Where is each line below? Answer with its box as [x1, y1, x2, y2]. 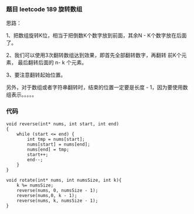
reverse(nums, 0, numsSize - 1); [16, 187, 98, 194]
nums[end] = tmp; [27, 146, 69, 153]
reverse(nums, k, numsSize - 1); [16, 198, 98, 203]
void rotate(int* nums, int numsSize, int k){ [6, 177, 122, 183]
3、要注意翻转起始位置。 [6, 71, 66, 78]
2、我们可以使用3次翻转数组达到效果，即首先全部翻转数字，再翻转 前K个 [6, 51, 182, 59]
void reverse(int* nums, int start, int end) [6, 121, 119, 127]
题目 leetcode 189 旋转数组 [6, 5, 83, 13]
